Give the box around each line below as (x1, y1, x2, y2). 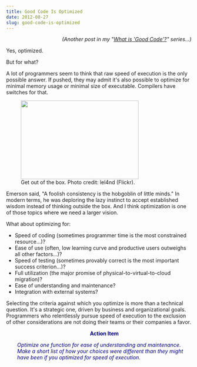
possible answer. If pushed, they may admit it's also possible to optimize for (6, 76, 190, 83)
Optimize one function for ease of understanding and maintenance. (17, 342, 181, 349)
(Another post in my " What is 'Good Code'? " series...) (61, 36, 192, 43)
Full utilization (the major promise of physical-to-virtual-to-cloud (14, 270, 171, 277)
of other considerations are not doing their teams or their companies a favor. (6, 319, 191, 326)
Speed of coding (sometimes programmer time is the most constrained (14, 232, 187, 239)
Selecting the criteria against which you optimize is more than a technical (6, 300, 183, 307)
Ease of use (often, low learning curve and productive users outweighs (14, 244, 186, 251)
